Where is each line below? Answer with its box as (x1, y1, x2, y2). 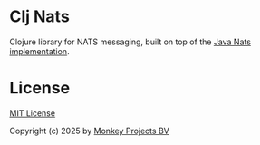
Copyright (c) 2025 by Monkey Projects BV (9, 125, 169, 136)
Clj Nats (9, 6, 70, 27)
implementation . (9, 45, 70, 56)
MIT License (9, 107, 56, 119)
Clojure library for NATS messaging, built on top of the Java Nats (9, 36, 252, 47)
